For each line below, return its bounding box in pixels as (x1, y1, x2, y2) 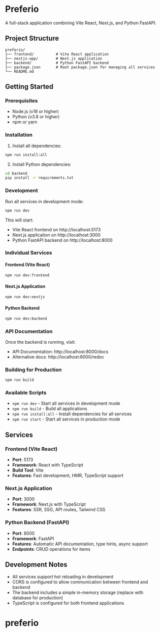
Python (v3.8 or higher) (12, 114, 60, 120)
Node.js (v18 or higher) (12, 108, 59, 114)
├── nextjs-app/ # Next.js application (5, 56, 102, 61)
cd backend (5, 171, 28, 176)
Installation (5, 131, 33, 138)
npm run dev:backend (5, 316, 48, 321)
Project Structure (5, 34, 59, 43)
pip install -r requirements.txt (5, 175, 74, 180)
